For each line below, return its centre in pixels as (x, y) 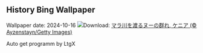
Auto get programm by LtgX (41, 43)
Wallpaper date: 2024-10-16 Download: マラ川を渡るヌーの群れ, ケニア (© (101, 25)
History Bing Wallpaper (51, 10)
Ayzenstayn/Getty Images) (39, 32)
